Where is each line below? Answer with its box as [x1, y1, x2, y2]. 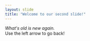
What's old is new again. [5, 25, 55, 31]
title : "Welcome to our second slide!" [5, 12, 86, 17]
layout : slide [5, 7, 34, 12]
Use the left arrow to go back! [5, 30, 65, 36]
